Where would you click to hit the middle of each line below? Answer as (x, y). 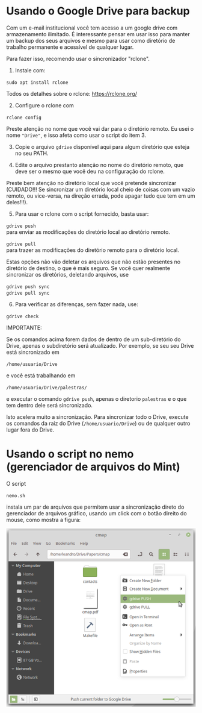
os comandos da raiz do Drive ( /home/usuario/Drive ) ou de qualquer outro (98, 423)
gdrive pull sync (28, 293)
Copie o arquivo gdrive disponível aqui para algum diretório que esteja (102, 146)
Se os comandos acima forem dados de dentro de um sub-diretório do (94, 339)
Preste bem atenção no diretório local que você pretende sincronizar (91, 183)
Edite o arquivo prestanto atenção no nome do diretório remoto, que (99, 165)
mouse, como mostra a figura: (44, 520)
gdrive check (23, 316)
